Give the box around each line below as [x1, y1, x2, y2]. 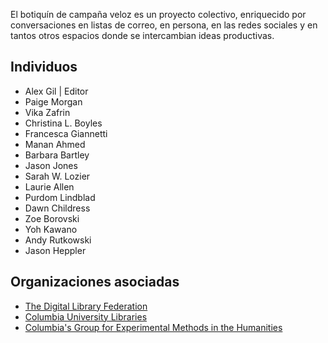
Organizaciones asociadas [10, 274, 180, 291]
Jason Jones [24, 159, 78, 171]
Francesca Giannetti [24, 127, 108, 139]
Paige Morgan [24, 95, 83, 108]
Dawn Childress [24, 202, 91, 214]
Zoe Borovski [24, 212, 80, 224]
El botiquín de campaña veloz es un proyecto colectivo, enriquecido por [10, 9, 307, 20]
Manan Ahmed [24, 138, 86, 150]
